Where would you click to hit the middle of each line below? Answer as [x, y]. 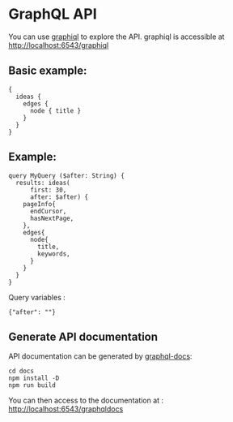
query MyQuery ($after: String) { [67, 175]
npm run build [32, 385]
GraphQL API [53, 14]
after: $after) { [59, 197]
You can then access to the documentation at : [86, 400]
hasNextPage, [52, 218]
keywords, [54, 254]
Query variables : [37, 297]
